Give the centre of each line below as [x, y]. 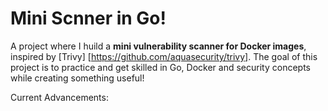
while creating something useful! [77, 78]
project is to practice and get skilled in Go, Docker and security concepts [160, 67]
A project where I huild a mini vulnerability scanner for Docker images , [158, 46]
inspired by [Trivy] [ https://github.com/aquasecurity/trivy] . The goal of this [164, 56]
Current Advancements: [59, 97]
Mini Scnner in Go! [88, 18]
